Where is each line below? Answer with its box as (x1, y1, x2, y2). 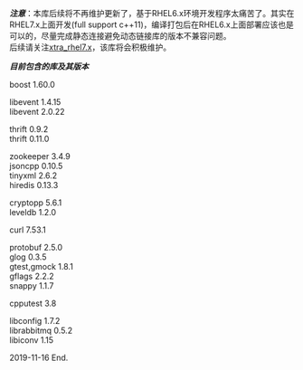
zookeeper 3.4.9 (9, 151, 71, 161)
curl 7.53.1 (9, 224, 47, 235)
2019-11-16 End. (9, 352, 69, 363)
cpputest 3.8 (9, 298, 57, 308)
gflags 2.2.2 (9, 270, 54, 281)
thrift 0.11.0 (9, 134, 50, 144)
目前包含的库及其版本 (9, 62, 89, 71)
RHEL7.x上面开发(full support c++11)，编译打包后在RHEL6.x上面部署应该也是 (9, 19, 294, 30)
